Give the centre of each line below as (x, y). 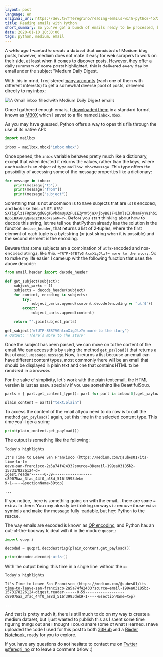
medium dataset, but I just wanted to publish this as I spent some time (75, 619)
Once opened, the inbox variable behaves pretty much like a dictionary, (76, 156)
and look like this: (23, 209)
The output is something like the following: (48, 440)
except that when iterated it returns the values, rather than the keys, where (80, 161)
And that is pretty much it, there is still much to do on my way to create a (78, 614)
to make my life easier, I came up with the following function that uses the (79, 258)
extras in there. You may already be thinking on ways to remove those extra (81, 506)
